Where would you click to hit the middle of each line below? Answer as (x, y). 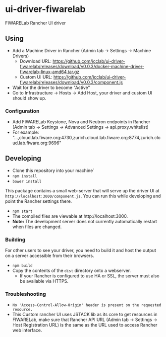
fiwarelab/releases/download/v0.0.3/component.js (71, 82)
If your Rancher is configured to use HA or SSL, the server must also (89, 276)
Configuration (22, 111)
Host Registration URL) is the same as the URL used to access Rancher (85, 325)
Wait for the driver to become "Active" (51, 87)
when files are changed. (37, 227)
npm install (25, 176)
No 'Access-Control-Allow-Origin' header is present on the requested (87, 305)
